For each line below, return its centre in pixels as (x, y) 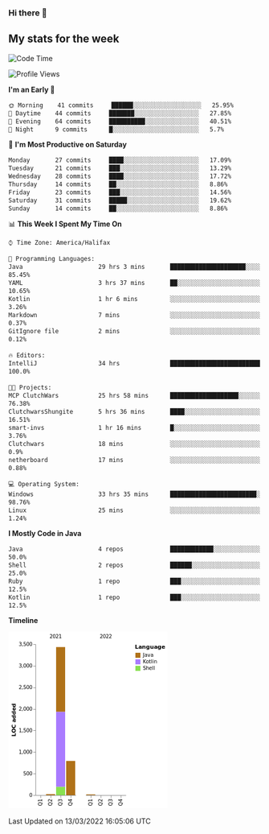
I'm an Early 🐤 (32, 89)
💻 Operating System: (44, 484)
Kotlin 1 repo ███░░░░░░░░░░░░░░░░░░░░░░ (134, 597)
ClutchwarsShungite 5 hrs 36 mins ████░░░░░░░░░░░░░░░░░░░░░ (134, 411)
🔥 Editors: (27, 355)
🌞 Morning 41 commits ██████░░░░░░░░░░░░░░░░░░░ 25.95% (121, 105)
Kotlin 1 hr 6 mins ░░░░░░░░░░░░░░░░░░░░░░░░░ (134, 299)
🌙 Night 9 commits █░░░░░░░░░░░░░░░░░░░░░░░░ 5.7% (116, 129)
